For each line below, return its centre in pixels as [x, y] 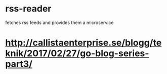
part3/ [19, 64]
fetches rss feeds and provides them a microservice [59, 22]
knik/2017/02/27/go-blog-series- [77, 53]
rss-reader [28, 9]
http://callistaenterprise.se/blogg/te [83, 43]
